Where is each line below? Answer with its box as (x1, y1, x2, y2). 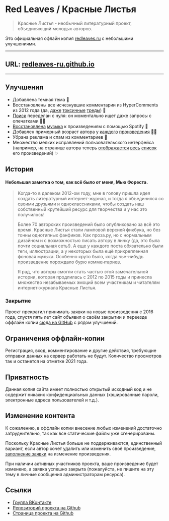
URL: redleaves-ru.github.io (5, 60, 95, 69)
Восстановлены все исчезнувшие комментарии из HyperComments (12, 102, 158, 108)
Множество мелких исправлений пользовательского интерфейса (12, 139, 154, 145)
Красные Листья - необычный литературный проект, (17, 20, 132, 26)
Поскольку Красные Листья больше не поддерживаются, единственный (5, 440, 162, 446)
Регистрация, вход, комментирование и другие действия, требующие (5, 348, 157, 354)
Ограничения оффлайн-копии (5, 334, 105, 342)
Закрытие (5, 298, 31, 305)
